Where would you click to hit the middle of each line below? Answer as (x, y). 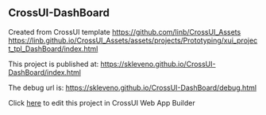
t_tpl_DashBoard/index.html (53, 48)
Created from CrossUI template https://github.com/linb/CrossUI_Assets (125, 32)
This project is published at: (54, 64)
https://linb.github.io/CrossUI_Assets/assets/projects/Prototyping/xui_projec (133, 40)
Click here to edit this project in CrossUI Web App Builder (102, 102)
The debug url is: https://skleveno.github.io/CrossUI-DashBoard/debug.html (132, 87)
